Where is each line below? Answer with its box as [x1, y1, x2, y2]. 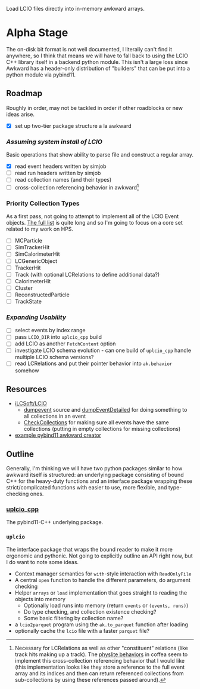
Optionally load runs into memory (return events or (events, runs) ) [23, 602, 189, 609]
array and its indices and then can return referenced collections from [14, 669, 185, 677]
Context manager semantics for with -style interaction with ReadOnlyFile [14, 570, 192, 577]
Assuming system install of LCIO [6, 137, 103, 146]
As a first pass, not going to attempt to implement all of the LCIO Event [6, 213, 179, 220]
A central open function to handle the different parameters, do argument [14, 576, 190, 583]
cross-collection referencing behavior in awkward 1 [14, 183, 139, 191]
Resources [6, 384, 47, 394]
